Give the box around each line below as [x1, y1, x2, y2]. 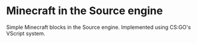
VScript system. [6, 29, 46, 37]
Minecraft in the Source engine [6, 4, 163, 18]
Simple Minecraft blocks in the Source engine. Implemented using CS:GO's [6, 24, 191, 31]
